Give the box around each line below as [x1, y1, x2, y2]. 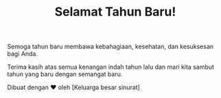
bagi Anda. [7, 50, 38, 58]
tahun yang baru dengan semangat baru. [7, 70, 123, 78]
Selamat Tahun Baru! [54, 4, 176, 20]
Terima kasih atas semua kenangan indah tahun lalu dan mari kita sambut [7, 63, 215, 71]
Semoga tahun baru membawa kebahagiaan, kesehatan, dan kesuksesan [7, 42, 214, 51]
